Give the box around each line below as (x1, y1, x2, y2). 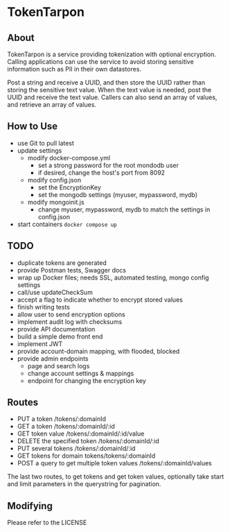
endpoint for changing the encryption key (27, 376, 147, 385)
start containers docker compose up (17, 220, 118, 228)
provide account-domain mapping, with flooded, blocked (17, 347, 180, 355)
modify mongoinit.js (27, 198, 85, 206)
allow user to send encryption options (17, 310, 126, 318)
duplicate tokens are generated (17, 258, 107, 267)
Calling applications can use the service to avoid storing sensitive (7, 58, 194, 66)
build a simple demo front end (17, 332, 103, 341)
